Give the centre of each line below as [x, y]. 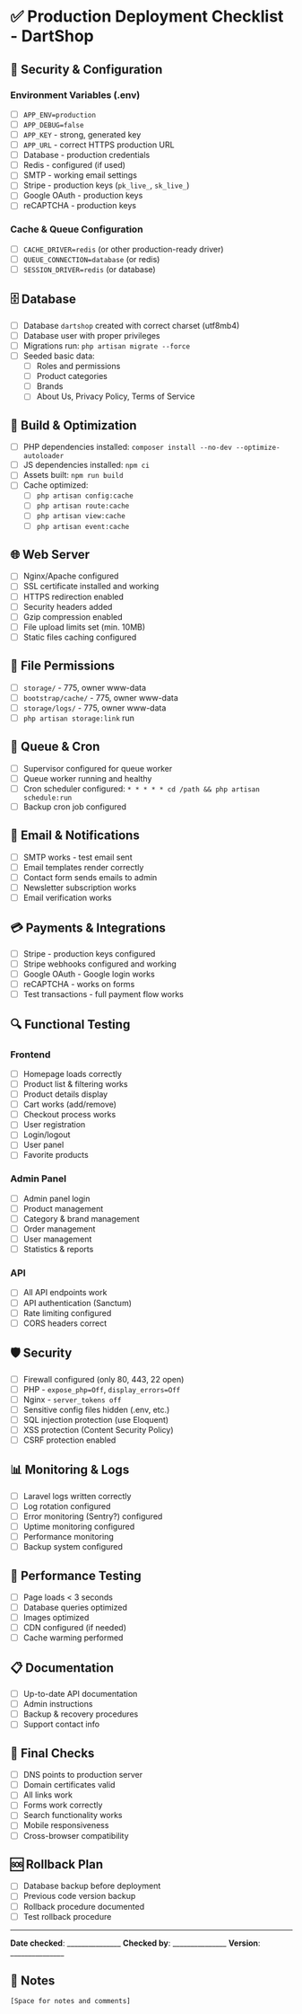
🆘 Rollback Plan [57, 1864]
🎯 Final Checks [52, 1753]
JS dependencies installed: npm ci [86, 465]
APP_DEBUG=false [53, 125]
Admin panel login [56, 1198]
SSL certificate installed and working [91, 587]
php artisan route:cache [83, 506]
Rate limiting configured [67, 1312]
